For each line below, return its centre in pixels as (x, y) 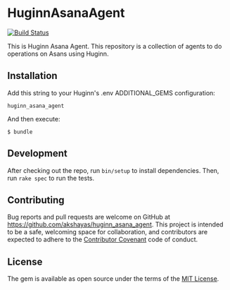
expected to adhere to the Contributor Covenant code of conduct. (103, 240)
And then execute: (34, 119)
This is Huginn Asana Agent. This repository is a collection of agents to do (115, 46)
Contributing (36, 200)
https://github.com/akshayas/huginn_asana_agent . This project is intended (115, 224)
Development (38, 153)
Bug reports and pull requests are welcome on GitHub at (89, 217)
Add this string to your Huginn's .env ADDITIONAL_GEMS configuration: (111, 92)
